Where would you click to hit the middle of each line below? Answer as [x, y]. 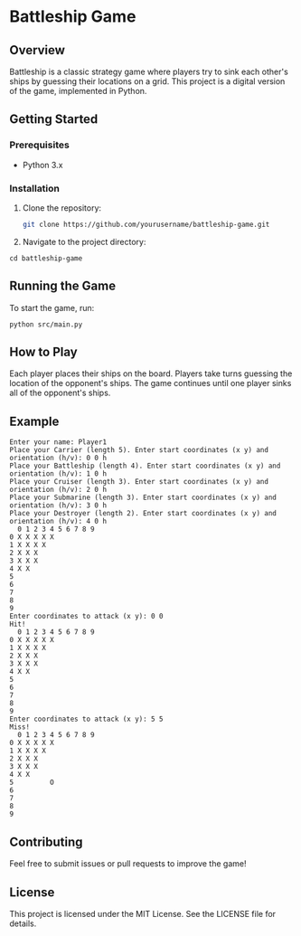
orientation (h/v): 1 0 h [58, 474]
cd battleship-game [46, 258]
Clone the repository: [62, 208]
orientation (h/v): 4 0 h [58, 522]
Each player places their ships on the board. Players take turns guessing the [151, 373]
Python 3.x [42, 165]
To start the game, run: [52, 307]
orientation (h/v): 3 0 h [58, 506]
